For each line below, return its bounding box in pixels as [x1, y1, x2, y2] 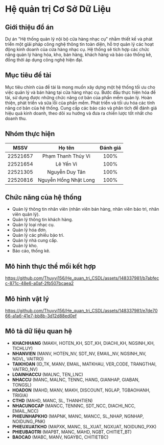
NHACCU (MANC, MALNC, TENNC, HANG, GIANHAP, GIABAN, [12, 377, 140, 383]
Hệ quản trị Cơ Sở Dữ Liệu [5, 3, 111, 15]
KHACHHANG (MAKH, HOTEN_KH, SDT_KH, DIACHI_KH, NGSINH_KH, [12, 340, 155, 346]
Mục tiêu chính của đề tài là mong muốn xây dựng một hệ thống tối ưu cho [5, 84, 156, 90]
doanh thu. [5, 115, 27, 121]
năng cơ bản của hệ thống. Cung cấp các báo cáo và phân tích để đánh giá [5, 105, 157, 111]
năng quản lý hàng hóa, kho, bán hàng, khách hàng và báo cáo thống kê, [5, 52, 153, 57]
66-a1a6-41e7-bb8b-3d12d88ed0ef [5, 313, 77, 319]
